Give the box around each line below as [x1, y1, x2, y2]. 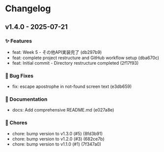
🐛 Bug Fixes [5, 72, 33, 79]
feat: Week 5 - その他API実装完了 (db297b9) [12, 49, 102, 55]
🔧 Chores [5, 119, 28, 126]
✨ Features [5, 38, 32, 44]
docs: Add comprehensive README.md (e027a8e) [12, 107, 114, 113]
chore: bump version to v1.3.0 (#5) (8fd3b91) [12, 130, 103, 136]
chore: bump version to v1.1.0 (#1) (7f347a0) [12, 141, 102, 147]
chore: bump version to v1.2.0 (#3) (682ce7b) [12, 136, 105, 142]
